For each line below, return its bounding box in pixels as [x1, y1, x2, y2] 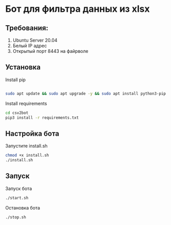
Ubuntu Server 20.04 [12, 37, 58, 43]
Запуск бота [5, 185, 32, 192]
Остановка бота [5, 204, 40, 211]
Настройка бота [5, 129, 59, 138]
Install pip [5, 77, 26, 83]
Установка [5, 63, 41, 72]
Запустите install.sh [5, 143, 48, 149]
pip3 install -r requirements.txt [5, 115, 79, 120]
